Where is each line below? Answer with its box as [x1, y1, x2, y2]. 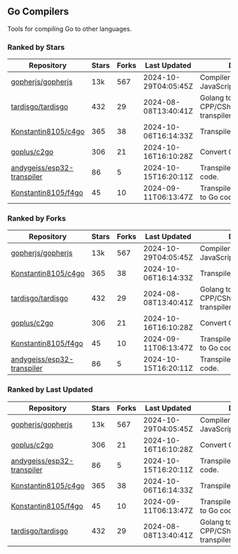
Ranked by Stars [7, 42, 65, 52]
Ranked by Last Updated [7, 384, 93, 394]
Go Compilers [7, 6, 69, 18]
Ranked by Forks [7, 214, 66, 223]
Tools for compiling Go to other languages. [7, 24, 132, 33]
